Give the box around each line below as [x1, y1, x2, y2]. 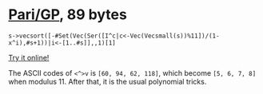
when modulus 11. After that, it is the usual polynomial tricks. [8, 76, 207, 86]
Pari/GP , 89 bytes [8, 6, 128, 24]
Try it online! [8, 53, 50, 62]
